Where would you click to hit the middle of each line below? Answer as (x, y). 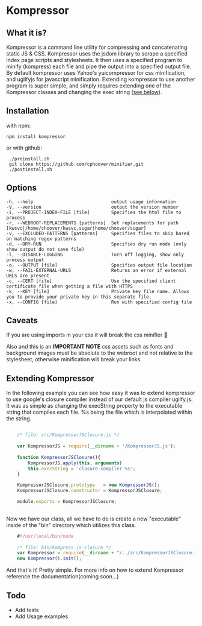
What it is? (26, 33)
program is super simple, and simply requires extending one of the (89, 86)
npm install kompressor (36, 136)
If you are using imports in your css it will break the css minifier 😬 (87, 335)
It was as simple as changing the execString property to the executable (94, 406)
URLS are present (28, 276)
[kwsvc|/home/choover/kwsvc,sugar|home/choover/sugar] (76, 228)
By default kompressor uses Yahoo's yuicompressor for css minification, (96, 73)
